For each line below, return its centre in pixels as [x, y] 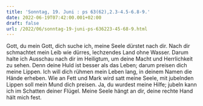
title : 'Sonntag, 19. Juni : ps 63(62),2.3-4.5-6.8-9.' [78, 12]
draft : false [23, 23]
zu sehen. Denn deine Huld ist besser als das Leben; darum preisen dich [97, 65]
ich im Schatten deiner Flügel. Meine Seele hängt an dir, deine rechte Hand [100, 91]
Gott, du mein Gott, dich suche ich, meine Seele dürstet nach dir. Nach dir [98, 46]
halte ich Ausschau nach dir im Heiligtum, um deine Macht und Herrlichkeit [99, 59]
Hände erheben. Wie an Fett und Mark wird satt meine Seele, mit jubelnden [100, 78]
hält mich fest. [24, 98]
